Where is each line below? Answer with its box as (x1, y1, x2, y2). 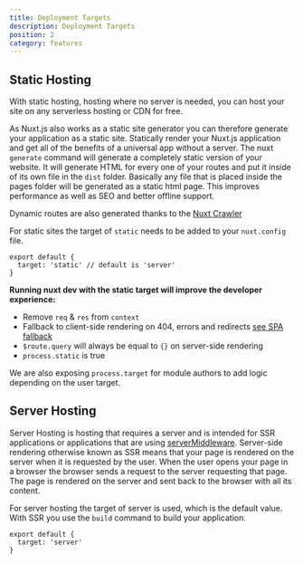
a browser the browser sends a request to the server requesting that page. (9, 465, 288, 476)
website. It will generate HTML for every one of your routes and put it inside (9, 162, 291, 173)
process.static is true (22, 350, 106, 361)
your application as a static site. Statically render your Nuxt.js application (9, 133, 281, 144)
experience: (9, 294, 56, 305)
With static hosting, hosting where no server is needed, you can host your (9, 96, 285, 107)
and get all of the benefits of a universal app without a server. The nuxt (9, 142, 274, 154)
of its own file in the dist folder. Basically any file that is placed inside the (9, 171, 283, 182)
